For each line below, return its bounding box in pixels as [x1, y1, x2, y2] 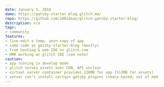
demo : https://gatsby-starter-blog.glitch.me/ [5, 12, 102, 16]
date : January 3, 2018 [5, 7, 51, 12]
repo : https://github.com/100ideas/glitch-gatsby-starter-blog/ [5, 16, 139, 21]
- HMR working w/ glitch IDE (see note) [5, 52, 89, 57]
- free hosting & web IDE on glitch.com [5, 47, 89, 52]
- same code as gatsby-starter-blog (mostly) [5, 43, 99, 48]
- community [5, 29, 29, 34]
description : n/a [5, 20, 41, 26]
